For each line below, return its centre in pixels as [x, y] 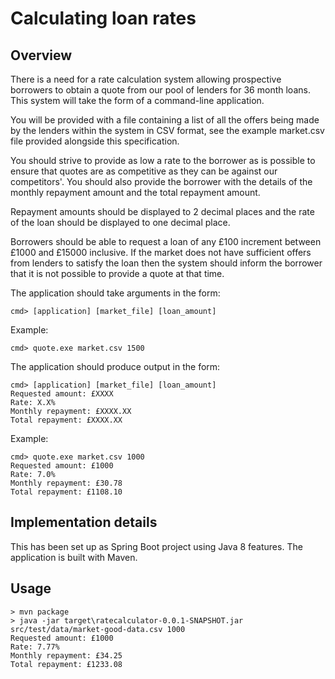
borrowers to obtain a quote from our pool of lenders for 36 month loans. [160, 90]
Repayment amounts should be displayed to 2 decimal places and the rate [162, 211]
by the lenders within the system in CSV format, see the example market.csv [167, 130]
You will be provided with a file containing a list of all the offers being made [165, 120]
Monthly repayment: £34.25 [66, 655]
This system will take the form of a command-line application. [137, 100]
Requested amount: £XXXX [62, 394]
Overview [41, 55]
